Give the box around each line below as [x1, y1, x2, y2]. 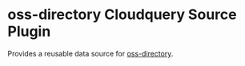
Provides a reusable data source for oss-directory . [7, 49, 174, 58]
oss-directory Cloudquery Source [7, 6, 237, 24]
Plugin [7, 22, 51, 41]
